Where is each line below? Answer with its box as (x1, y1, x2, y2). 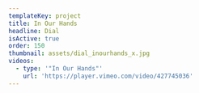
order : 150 (8, 42, 45, 50)
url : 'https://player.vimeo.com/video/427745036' (23, 72, 194, 80)
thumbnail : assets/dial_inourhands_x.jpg (8, 49, 150, 57)
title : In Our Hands (8, 19, 78, 27)
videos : (8, 57, 35, 66)
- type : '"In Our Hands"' (15, 65, 104, 73)
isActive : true (8, 34, 60, 43)
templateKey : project (8, 11, 82, 20)
